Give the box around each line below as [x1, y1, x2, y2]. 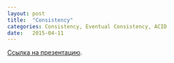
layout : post [7, 10, 45, 17]
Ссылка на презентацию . [7, 48, 82, 57]
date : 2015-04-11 [7, 29, 64, 37]
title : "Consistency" [7, 17, 73, 24]
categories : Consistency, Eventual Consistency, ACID [7, 23, 168, 30]
